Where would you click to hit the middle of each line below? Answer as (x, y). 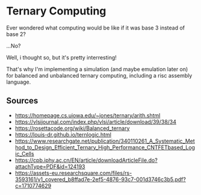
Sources (22, 101)
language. (19, 82)
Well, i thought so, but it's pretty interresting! (62, 57)
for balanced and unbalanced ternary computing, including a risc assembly (99, 75)
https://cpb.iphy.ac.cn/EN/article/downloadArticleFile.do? (86, 160)
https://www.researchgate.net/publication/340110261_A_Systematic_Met (105, 141)
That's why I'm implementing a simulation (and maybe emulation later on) (97, 69)
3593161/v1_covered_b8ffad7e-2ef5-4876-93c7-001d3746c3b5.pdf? (100, 179)
